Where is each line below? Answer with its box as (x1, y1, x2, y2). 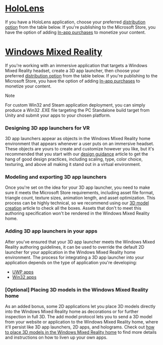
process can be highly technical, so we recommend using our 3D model (5, 200, 149, 206)
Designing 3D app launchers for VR (5, 125, 90, 131)
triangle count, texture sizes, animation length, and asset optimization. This (5, 195, 156, 201)
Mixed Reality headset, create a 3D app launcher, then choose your (5, 68, 140, 73)
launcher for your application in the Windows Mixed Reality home (5, 249, 136, 255)
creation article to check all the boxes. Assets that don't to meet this (5, 205, 142, 211)
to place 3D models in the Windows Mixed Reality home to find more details (5, 329, 157, 335)
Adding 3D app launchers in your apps (5, 228, 98, 235)
